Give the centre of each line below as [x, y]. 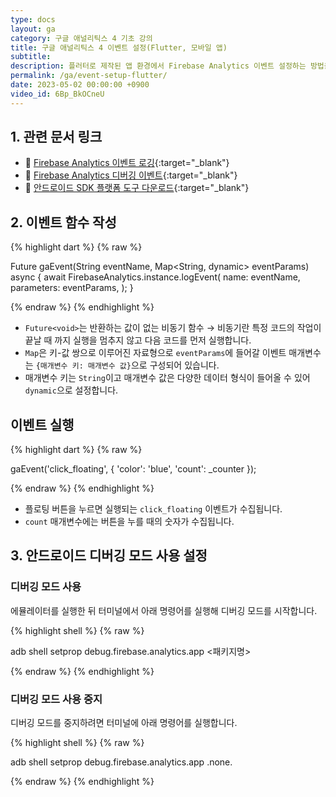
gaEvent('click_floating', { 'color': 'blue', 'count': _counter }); [133, 469]
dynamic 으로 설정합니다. [71, 390]
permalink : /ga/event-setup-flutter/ [89, 76]
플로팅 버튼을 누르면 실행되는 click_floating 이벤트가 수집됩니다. [153, 509]
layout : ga [33, 29]
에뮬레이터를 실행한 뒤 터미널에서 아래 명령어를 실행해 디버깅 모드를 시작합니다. [164, 610]
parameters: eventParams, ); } [72, 288]
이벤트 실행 [42, 424]
